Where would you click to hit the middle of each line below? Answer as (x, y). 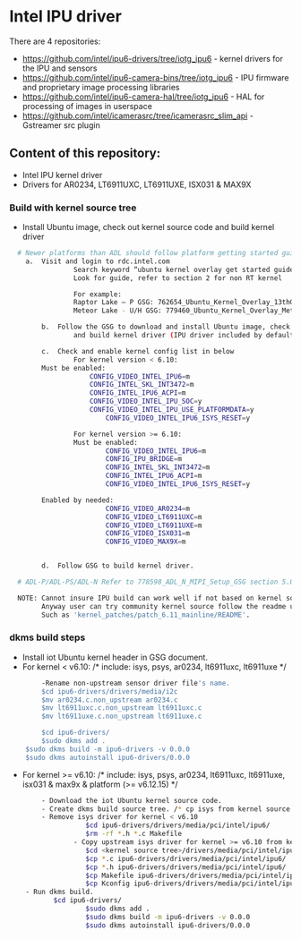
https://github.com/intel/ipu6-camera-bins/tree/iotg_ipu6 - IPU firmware (155, 77)
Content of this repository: (85, 154)
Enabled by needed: (78, 500)
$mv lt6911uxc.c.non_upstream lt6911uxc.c (122, 708)
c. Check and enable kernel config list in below (138, 351)
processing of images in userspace (87, 106)
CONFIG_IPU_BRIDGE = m (143, 459)
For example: (98, 294)
